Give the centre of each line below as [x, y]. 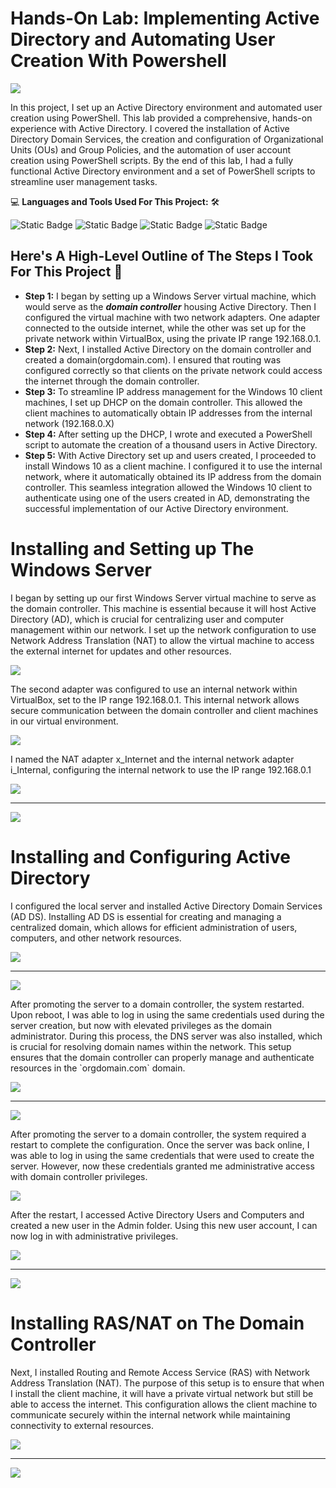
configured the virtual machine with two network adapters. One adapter [172, 317]
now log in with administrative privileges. [94, 1236]
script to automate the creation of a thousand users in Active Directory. [171, 444]
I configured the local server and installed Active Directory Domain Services [166, 906]
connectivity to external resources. [82, 1425]
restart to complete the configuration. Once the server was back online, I [160, 1144]
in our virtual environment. [64, 721]
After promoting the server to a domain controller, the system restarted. [157, 1004]
